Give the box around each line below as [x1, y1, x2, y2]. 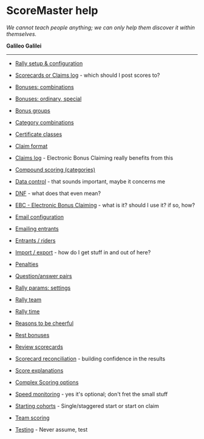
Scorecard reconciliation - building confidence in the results [15, 355, 166, 362]
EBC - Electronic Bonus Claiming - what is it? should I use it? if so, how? [15, 201, 195, 209]
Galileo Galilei [6, 42, 42, 49]
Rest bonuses [15, 331, 50, 338]
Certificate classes [15, 130, 63, 138]
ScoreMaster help [6, 4, 98, 18]
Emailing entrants [15, 225, 59, 232]
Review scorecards [15, 343, 64, 351]
